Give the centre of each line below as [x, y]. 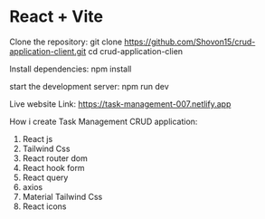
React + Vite [57, 17]
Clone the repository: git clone [66, 42]
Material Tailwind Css [62, 196]
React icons [44, 206]
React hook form [53, 167]
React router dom [55, 158]
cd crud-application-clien [136, 51]
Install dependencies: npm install [71, 69]
